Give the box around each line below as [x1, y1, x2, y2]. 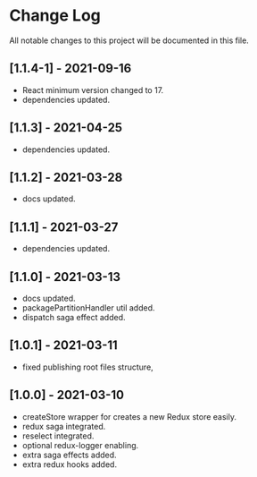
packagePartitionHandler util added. [21, 302, 155, 313]
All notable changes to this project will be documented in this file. [9, 35, 250, 46]
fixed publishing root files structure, [21, 362, 153, 372]
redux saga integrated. [21, 421, 106, 431]
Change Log [9, 5, 101, 26]
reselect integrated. [21, 430, 95, 441]
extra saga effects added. [21, 449, 118, 460]
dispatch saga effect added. [21, 312, 127, 322]
